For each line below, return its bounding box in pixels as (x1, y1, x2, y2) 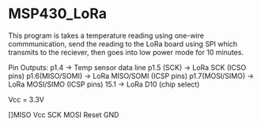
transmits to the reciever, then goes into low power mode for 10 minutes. (8, 47, 244, 57)
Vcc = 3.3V (8, 94, 45, 104)
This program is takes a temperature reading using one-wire (8, 31, 204, 40)
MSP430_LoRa (8, 5, 107, 23)
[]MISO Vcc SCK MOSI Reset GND (8, 109, 119, 119)
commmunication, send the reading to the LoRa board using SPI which (8, 39, 238, 48)
